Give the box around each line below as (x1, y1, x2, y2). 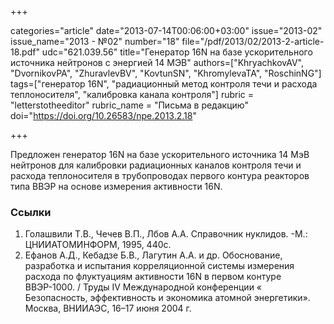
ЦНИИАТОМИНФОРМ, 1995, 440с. (24, 239, 172, 251)
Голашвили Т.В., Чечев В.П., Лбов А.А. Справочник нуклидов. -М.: (24, 228, 308, 240)
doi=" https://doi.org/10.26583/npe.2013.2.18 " (10, 110, 197, 121)
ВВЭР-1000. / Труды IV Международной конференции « (24, 281, 263, 293)
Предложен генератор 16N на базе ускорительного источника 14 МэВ (10, 149, 310, 160)
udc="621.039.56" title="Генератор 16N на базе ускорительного (41, 46, 313, 58)
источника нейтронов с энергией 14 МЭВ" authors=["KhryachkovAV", (10, 57, 304, 68)
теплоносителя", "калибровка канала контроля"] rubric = (10, 89, 255, 100)
